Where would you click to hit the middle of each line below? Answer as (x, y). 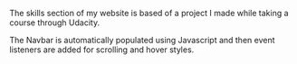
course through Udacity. (55, 23)
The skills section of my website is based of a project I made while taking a (149, 13)
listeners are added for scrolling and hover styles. (102, 50)
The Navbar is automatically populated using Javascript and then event (142, 40)
